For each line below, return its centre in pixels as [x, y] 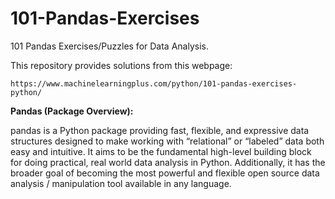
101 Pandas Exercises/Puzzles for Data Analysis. [109, 46]
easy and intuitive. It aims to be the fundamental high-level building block [161, 151]
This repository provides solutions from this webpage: [121, 65]
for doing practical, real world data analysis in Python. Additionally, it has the [168, 162]
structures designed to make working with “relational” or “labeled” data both [167, 141]
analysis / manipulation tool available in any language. [121, 183]
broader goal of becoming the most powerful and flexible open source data [165, 173]
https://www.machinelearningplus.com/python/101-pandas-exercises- [154, 83]
